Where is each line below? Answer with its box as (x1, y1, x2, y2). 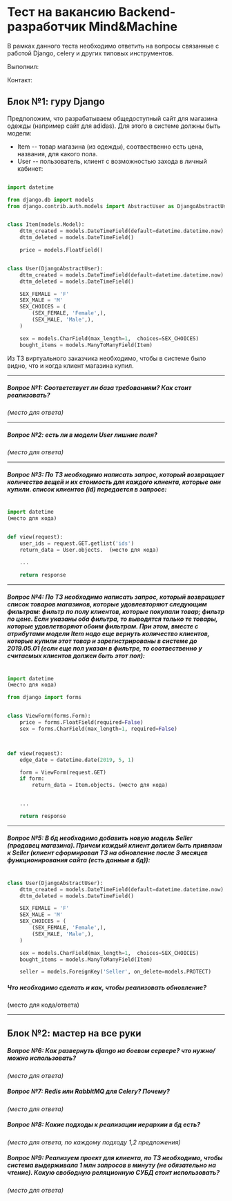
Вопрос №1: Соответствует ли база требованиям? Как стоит (7, 384, 192, 392)
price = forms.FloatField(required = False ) (19, 719, 144, 726)
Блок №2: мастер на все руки (7, 1027, 142, 1039)
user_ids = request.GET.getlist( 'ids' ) (19, 540, 135, 547)
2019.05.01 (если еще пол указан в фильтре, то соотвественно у (7, 644, 202, 653)
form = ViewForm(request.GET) (19, 769, 107, 776)
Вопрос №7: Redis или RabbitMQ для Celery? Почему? (7, 1087, 171, 1096)
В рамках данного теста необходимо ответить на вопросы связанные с (7, 41, 220, 50)
